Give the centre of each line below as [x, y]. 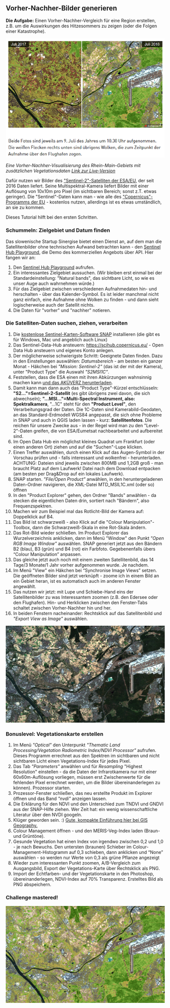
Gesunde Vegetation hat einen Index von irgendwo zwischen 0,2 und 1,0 [88, 842]
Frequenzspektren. [33, 506]
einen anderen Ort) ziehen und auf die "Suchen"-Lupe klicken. [78, 447]
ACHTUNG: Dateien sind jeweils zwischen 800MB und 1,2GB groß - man [88, 463]
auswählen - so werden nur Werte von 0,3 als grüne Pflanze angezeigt [86, 858]
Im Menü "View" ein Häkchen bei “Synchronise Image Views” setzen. [85, 570]
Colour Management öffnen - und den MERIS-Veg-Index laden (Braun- [87, 831]
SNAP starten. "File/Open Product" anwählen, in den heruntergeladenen [88, 479]
